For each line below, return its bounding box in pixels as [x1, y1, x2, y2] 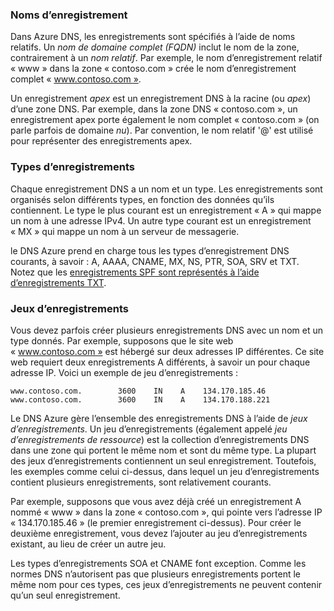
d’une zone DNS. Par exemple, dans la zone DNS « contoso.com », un [10, 103, 298, 115]
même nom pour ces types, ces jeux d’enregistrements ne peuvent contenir [10, 578, 323, 590]
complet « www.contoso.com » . [10, 73, 142, 85]
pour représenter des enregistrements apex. [10, 135, 193, 147]
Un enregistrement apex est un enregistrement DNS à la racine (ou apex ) [10, 93, 312, 105]
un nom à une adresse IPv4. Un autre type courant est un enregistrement [10, 214, 312, 227]
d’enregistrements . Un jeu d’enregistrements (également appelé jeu [10, 423, 288, 435]
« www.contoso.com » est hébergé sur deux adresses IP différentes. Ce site [10, 345, 325, 357]
